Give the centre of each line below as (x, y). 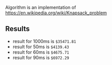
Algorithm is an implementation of (41, 7)
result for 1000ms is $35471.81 (44, 41)
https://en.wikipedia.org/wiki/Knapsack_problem (56, 13)
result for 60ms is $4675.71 (41, 52)
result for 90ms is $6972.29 (41, 57)
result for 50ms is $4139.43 (41, 47)
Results (18, 29)
